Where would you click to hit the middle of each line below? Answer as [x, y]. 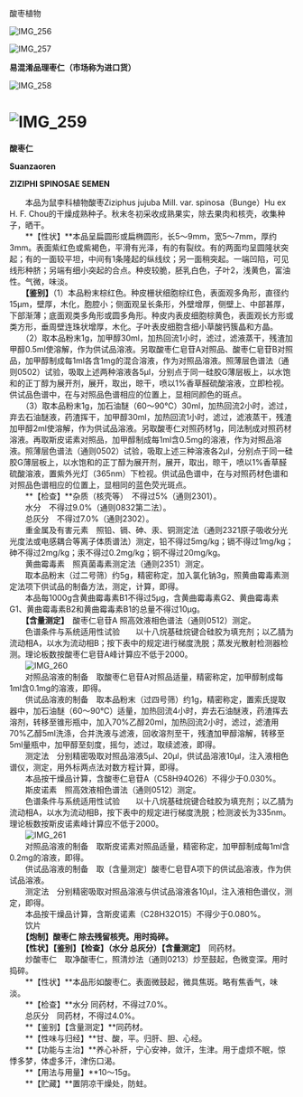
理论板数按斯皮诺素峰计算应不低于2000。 [87, 823]
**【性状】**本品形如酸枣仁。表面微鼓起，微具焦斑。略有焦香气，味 [151, 981]
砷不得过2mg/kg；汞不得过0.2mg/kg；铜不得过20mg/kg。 [117, 552]
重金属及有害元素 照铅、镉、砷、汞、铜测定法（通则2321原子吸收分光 [156, 530]
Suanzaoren [32, 166]
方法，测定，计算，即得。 [135, 586]
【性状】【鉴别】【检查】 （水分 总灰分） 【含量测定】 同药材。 [133, 948]
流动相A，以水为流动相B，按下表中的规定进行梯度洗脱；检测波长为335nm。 [150, 812]
